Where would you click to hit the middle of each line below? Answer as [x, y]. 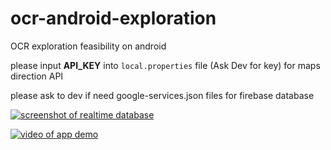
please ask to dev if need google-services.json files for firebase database [162, 95]
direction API [37, 76]
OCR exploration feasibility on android [88, 46]
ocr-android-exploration [113, 18]
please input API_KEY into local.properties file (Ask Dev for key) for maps [165, 65]
